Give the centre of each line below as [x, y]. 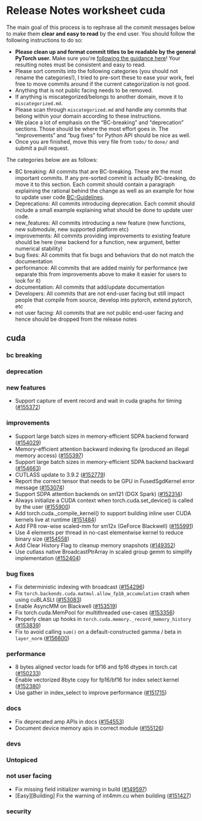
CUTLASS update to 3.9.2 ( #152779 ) [60, 474]
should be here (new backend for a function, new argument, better [98, 242]
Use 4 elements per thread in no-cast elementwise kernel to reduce [99, 532]
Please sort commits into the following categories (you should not [96, 71]
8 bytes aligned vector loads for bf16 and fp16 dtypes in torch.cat [96, 667]
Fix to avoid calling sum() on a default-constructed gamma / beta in [98, 632]
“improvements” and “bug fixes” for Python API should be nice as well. [103, 135]
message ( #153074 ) [39, 488]
